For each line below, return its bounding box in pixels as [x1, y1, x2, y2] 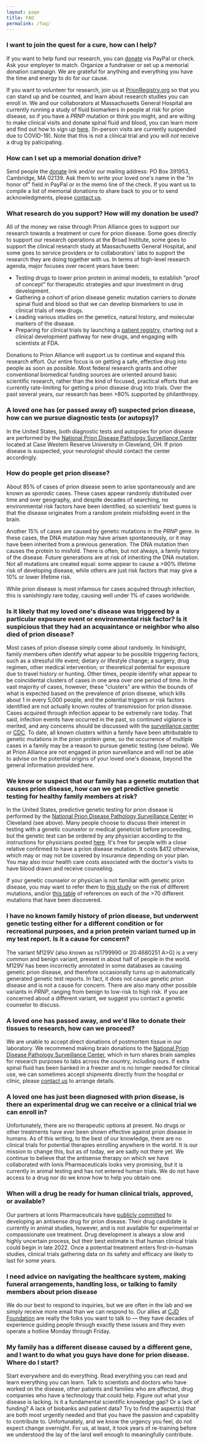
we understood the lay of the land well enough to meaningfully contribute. [6, 1431, 193, 1438]
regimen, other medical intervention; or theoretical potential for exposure [6, 664, 190, 671]
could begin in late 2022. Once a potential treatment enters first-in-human [6, 1244, 194, 1251]
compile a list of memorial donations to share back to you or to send [6, 187, 178, 194]
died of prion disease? [6, 630, 75, 638]
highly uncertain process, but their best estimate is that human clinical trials [6, 1237, 197, 1244]
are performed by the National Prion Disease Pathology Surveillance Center [6, 434, 197, 441]
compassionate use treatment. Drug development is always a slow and [6, 1230, 185, 1238]
